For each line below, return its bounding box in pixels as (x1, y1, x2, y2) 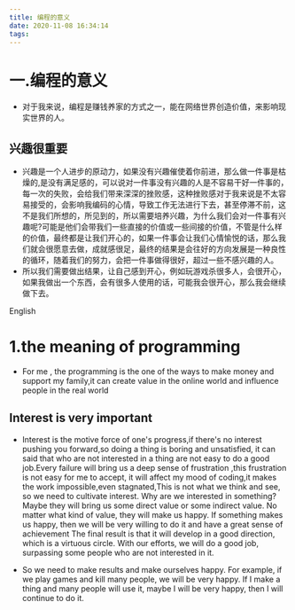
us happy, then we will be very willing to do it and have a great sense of (21, 519, 283, 529)
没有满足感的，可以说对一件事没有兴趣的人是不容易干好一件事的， (47, 177, 289, 188)
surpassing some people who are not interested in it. (21, 547, 214, 558)
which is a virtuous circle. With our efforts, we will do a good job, (21, 537, 260, 548)
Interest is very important (9, 411, 153, 426)
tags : (9, 29, 29, 38)
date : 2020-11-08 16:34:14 (9, 21, 109, 30)
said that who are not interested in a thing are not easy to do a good (21, 453, 270, 464)
